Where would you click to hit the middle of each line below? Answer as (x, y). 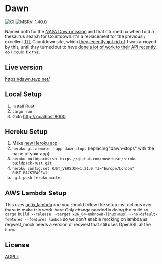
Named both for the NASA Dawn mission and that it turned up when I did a (80, 31)
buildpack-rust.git (32, 163)
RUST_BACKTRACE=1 (30, 173)
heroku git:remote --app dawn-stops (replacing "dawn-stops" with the (83, 148)
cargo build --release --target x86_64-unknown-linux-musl (66, 214)
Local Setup (24, 95)
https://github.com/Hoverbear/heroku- (99, 159)
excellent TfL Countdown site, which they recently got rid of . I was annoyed (81, 41)
